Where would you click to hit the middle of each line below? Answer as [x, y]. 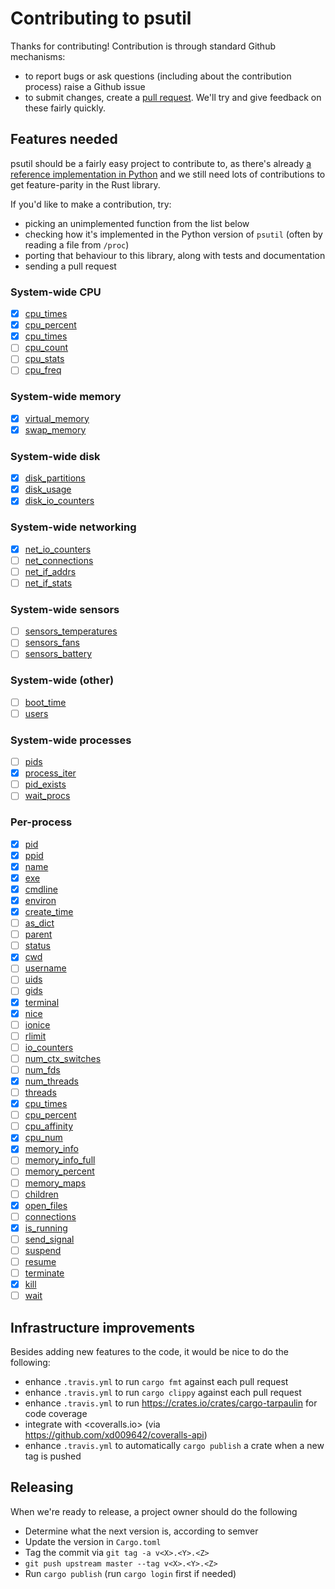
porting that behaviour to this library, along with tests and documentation [175, 255]
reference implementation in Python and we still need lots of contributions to [168, 174]
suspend [43, 1250]
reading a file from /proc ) [77, 244]
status [37, 946]
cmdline [41, 889]
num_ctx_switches [63, 1058]
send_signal [49, 1239]
